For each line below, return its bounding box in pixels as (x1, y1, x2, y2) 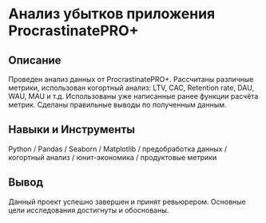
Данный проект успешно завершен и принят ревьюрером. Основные (8, 197, 246, 206)
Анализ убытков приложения (8, 5, 216, 23)
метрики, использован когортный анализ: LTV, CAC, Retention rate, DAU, (8, 83, 254, 92)
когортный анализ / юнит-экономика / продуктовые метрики (8, 152, 217, 162)
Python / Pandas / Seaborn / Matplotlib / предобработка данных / (8, 144, 228, 154)
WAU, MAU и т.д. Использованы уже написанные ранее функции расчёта (8, 92, 259, 100)
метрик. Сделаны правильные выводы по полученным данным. (8, 100, 227, 109)
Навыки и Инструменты (8, 123, 136, 136)
